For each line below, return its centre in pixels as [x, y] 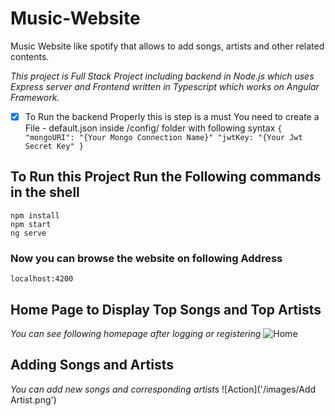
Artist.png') [33, 399]
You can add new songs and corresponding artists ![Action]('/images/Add [163, 389]
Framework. [35, 97]
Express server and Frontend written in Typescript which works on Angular [165, 86]
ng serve [28, 233]
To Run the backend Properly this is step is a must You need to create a [172, 116]
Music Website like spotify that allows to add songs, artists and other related [167, 46]
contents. [30, 56]
